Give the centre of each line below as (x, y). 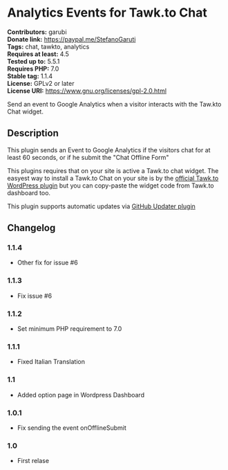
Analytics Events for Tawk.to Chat (107, 13)
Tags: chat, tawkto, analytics (48, 46)
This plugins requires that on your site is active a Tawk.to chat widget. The (113, 170)
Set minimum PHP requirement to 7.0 (69, 329)
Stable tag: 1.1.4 (30, 76)
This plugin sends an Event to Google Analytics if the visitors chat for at (109, 150)
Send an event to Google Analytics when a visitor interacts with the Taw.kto (114, 104)
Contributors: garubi (37, 32)
